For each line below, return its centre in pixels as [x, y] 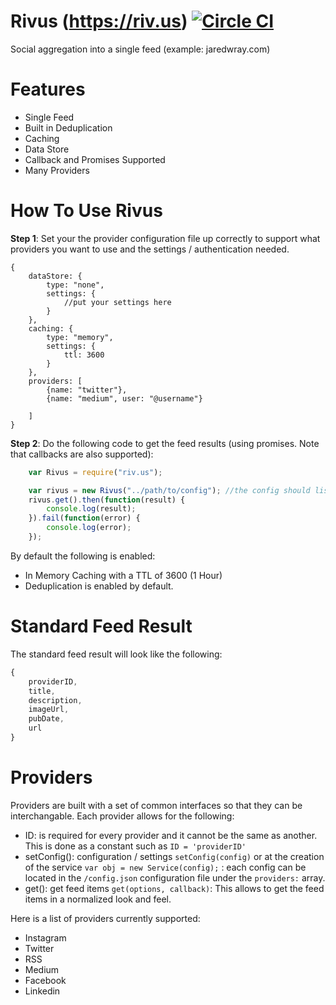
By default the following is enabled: [83, 556]
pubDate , [46, 719]
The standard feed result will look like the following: [116, 654]
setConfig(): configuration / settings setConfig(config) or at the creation [174, 856]
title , [42, 691]
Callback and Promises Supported [95, 159]
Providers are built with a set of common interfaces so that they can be [156, 805]
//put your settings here [117, 302]
